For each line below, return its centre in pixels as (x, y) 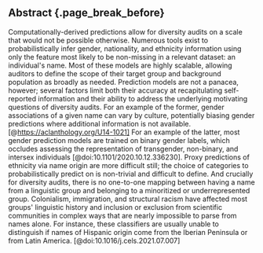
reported (22, 98)
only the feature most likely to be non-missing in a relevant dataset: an (122, 57)
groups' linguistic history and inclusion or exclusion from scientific (115, 207)
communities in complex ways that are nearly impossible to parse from (122, 215)
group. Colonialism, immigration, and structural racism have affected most (128, 199)
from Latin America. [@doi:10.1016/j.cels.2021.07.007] (94, 240)
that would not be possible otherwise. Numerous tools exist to (108, 40)
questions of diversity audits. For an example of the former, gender (117, 107)
